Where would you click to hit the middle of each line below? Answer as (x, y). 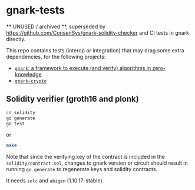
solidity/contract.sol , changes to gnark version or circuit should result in (97, 163)
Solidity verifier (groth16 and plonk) (73, 99)
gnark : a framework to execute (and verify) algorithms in (83, 68)
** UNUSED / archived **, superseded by (56, 26)
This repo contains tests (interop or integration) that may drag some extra (95, 50)
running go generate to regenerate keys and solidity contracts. (82, 169)
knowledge (28, 74)
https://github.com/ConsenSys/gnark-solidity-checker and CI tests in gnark (98, 32)
